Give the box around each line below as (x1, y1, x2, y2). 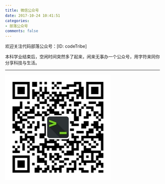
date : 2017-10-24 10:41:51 (5, 13, 60, 18)
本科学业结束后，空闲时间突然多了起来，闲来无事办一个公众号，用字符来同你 (5, 54, 160, 60)
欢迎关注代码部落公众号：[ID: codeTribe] (5, 43, 87, 49)
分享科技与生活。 (5, 60, 40, 66)
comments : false (5, 28, 38, 34)
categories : (5, 18, 29, 23)
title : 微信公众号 (5, 8, 39, 13)
